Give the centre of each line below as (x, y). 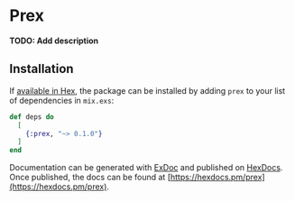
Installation (41, 69)
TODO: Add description (54, 41)
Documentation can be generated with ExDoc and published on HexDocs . (146, 168)
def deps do (32, 117)
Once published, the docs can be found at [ (90, 178)
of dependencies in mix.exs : (62, 100)
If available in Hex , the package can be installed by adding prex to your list (147, 90)
